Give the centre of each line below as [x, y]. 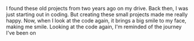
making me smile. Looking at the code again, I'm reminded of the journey [94, 27]
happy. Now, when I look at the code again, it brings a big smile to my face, [96, 20]
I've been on [21, 33]
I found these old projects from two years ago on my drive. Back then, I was [97, 8]
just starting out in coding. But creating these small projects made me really [97, 14]
